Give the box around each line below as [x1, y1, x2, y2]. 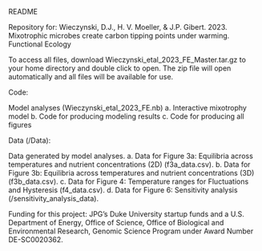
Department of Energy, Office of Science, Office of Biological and [8, 218, 224, 227]
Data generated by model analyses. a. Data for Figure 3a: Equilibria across [8, 152, 254, 160]
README [8, 7, 38, 16]
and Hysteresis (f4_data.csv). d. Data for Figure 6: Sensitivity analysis [8, 185, 238, 195]
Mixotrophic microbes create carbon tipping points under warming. [8, 31, 230, 40]
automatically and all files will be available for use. [8, 72, 174, 81]
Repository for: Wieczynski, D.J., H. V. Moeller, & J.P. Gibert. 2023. [8, 22, 228, 31]
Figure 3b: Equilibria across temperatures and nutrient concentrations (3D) [8, 168, 255, 177]
